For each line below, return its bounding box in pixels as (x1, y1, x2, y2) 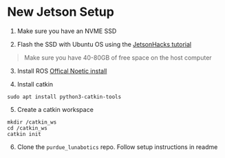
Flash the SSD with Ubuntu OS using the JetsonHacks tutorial (17, 40, 191, 48)
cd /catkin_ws (7, 124, 48, 131)
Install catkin (17, 80, 54, 88)
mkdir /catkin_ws (7, 118, 57, 126)
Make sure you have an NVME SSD (17, 27, 117, 35)
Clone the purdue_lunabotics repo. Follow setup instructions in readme (17, 142, 218, 151)
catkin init (7, 131, 41, 137)
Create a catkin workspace (17, 105, 94, 113)
